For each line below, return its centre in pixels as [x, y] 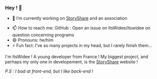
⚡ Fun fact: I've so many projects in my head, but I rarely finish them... [82, 46]
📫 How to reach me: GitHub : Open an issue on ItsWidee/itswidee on [81, 28]
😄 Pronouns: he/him [33, 40]
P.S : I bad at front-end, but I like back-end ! [49, 71]
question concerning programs [43, 35]
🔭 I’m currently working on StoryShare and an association [70, 18]
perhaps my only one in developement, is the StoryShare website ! [71, 62]
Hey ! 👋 [14, 8]
